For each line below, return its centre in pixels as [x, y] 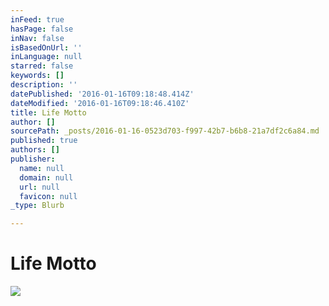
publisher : [33, 159]
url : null [39, 187]
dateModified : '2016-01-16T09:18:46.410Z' [100, 103]
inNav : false [37, 38]
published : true [44, 141]
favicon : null [48, 196]
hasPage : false [42, 29]
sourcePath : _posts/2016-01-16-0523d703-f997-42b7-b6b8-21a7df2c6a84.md [165, 131]
